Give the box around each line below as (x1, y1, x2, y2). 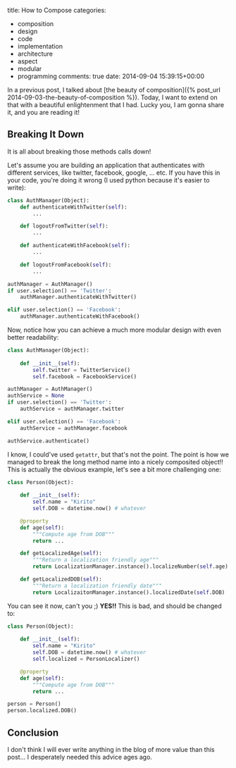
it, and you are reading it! (7, 109, 80, 116)
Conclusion (7, 726, 59, 738)
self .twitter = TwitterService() (32, 366, 131, 373)
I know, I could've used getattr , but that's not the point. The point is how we (7, 450, 229, 459)
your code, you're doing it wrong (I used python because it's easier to (7, 175, 210, 184)
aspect (17, 57, 38, 66)
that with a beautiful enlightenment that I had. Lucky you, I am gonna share (7, 101, 224, 109)
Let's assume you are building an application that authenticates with (7, 161, 205, 169)
